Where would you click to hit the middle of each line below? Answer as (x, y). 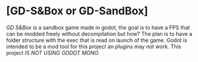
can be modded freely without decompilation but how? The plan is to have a (99, 33)
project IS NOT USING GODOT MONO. (53, 52)
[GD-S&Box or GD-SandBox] (77, 11)
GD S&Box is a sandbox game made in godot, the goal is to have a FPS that (98, 27)
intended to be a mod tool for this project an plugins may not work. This (94, 46)
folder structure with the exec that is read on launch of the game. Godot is (97, 40)
